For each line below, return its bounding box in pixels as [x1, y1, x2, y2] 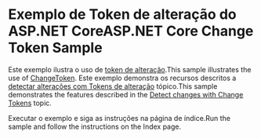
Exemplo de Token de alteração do [8, 5, 237, 24]
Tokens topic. [8, 98, 53, 108]
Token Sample [8, 39, 103, 57]
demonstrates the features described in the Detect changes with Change [8, 90, 244, 99]
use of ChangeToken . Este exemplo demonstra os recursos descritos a [8, 73, 237, 82]
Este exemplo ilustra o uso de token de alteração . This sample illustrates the [8, 64, 252, 74]
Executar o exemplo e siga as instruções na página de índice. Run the [8, 113, 231, 123]
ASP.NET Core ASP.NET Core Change [8, 22, 254, 40]
